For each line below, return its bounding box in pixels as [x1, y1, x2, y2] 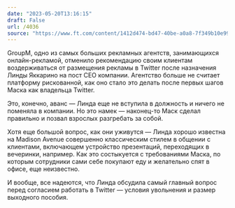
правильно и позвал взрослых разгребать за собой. [7, 114, 164, 123]
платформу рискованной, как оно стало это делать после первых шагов [7, 78, 224, 87]
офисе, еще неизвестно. [7, 165, 80, 173]
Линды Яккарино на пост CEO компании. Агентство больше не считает [7, 71, 220, 80]
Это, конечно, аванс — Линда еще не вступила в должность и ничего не [7, 99, 225, 108]
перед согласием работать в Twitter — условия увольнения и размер [7, 186, 216, 194]
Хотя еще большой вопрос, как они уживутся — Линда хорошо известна [7, 128, 226, 136]
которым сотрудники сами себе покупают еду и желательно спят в [7, 158, 210, 166]
